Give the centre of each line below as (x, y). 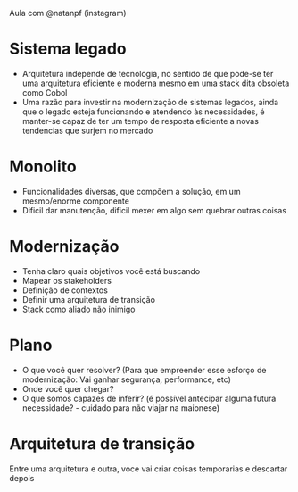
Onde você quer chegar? (68, 388)
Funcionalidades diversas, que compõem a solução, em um (131, 191)
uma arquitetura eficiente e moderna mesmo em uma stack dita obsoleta (156, 83)
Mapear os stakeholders (66, 280)
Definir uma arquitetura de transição (89, 299)
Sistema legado (68, 49)
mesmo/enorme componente (75, 201)
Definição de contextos (65, 290)
